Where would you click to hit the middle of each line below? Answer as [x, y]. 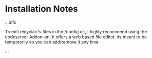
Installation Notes [41, 9]
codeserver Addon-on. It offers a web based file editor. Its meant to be [76, 37]
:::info [11, 22]
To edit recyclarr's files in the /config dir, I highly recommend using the [76, 31]
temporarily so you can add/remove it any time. [52, 42]
